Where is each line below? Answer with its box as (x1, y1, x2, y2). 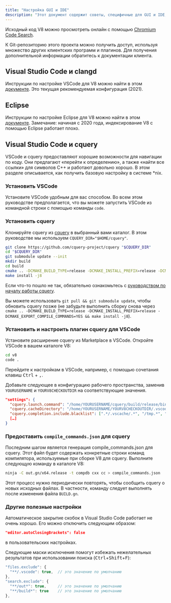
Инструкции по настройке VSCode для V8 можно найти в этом (5, 81, 142, 87)
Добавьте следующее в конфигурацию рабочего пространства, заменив (5, 382, 164, 388)
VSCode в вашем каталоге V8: (5, 342, 71, 348)
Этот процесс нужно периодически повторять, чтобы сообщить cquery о (5, 480, 165, 486)
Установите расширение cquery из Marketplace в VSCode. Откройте (5, 337, 154, 343)
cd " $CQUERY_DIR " (5, 249, 42, 255)
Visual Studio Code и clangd (5, 67, 97, 76)
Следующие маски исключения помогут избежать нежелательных (5, 549, 152, 556)
